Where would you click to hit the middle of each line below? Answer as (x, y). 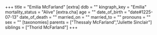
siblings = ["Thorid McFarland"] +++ (41, 27)
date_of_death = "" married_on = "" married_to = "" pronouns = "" (85, 17)
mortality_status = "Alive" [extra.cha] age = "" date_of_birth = (66, 12)
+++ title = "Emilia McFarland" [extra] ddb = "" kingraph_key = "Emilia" (76, 7)
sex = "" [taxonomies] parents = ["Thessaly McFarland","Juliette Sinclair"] (78, 22)
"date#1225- (141, 12)
